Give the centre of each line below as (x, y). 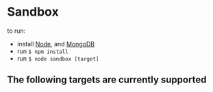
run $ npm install (42, 51)
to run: (16, 31)
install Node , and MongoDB (55, 44)
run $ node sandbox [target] (58, 58)
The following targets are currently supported (107, 80)
